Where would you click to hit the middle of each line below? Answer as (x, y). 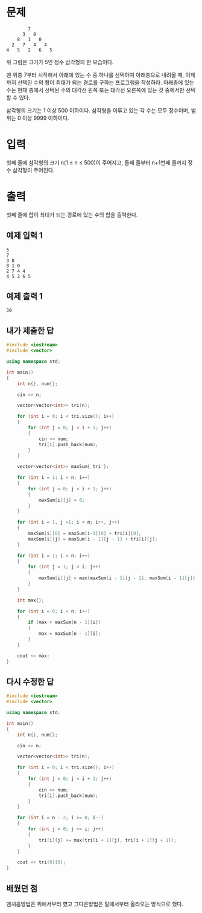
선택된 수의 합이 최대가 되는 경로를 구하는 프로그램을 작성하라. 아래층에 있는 (106, 82)
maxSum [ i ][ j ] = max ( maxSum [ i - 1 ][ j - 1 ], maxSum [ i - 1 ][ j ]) (117, 578)
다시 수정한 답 (30, 682)
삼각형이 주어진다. (33, 170)
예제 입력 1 (25, 236)
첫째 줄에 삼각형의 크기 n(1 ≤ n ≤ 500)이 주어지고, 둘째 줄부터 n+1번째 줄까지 (96, 162)
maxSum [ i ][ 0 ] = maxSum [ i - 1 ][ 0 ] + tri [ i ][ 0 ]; (85, 533)
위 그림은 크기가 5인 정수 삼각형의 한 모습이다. (60, 62)
